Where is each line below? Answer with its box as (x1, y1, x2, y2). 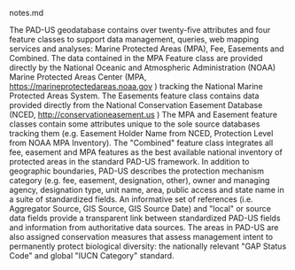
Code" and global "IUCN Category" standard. (9, 251, 175, 260)
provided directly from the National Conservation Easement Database (9, 100, 263, 110)
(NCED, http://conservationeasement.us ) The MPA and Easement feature (9, 110, 277, 120)
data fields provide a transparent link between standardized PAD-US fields (9, 212, 281, 223)
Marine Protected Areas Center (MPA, (9, 72, 147, 82)
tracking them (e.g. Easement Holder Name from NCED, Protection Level (9, 128, 274, 138)
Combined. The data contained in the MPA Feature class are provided (9, 53, 263, 63)
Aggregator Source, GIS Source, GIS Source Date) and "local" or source (9, 204, 272, 213)
